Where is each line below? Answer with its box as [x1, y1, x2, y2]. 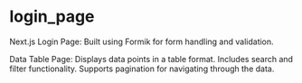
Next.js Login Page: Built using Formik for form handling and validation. [9, 36, 274, 47]
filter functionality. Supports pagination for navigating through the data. [9, 63, 275, 74]
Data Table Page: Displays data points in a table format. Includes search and [9, 53, 294, 64]
